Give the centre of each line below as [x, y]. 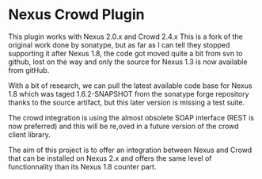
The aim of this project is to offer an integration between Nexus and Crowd [130, 150]
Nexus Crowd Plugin [76, 15]
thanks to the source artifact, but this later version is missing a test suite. [127, 102]
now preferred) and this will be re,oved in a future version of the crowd [123, 126]
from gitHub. [29, 70]
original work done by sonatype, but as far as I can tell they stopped [119, 44]
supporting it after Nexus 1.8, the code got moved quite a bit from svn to [125, 53]
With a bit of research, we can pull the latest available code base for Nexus [130, 86]
